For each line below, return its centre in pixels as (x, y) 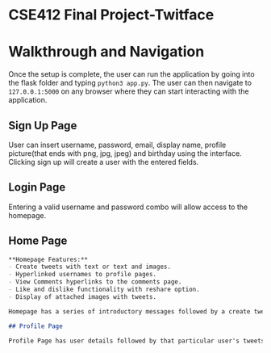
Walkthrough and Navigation (106, 52)
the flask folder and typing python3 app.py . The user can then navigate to (130, 83)
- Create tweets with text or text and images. (90, 267)
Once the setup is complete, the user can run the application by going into (132, 74)
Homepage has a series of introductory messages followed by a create (129, 311)
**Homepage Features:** (48, 259)
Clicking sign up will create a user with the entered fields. (104, 162)
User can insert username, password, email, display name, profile (117, 145)
